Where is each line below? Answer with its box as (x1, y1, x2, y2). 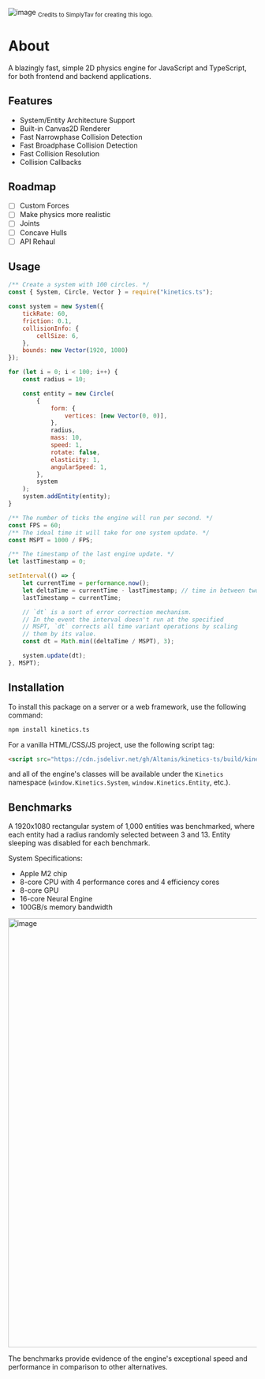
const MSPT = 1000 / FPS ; (8, 536, 93, 544)
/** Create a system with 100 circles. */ (8, 281, 150, 289)
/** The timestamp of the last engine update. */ (8, 550, 175, 558)
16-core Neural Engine (19, 894, 93, 904)
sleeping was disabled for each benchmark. (8, 838, 151, 848)
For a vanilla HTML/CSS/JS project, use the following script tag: (8, 740, 215, 749)
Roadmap (8, 180, 57, 193)
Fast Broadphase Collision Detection (19, 141, 138, 150)
